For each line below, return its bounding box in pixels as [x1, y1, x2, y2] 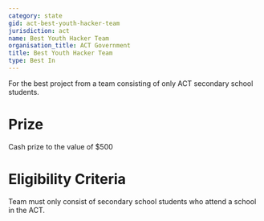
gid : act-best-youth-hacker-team [8, 19, 120, 27]
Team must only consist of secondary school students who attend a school [8, 196, 257, 206]
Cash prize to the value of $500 [8, 141, 114, 151]
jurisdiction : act [8, 27, 70, 35]
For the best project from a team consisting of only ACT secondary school [8, 78, 254, 88]
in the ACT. [8, 205, 46, 215]
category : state [8, 11, 63, 20]
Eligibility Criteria [8, 170, 127, 188]
